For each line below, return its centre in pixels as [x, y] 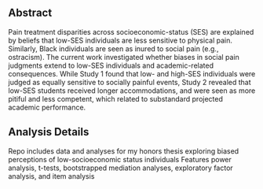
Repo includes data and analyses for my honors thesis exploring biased [124, 151]
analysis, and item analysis [51, 176]
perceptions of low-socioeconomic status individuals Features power [120, 159]
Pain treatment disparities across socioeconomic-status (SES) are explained [131, 31]
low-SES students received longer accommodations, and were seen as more [132, 91]
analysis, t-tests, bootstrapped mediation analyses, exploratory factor [121, 168]
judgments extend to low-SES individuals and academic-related [111, 65]
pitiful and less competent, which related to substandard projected [116, 98]
